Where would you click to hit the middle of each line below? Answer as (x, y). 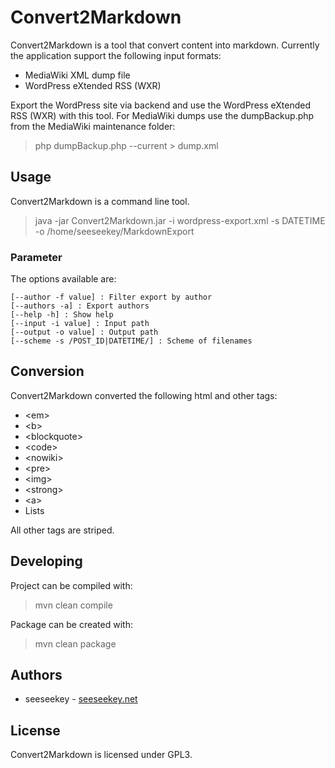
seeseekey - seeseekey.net (81, 699)
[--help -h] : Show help (62, 315)
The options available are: (63, 279)
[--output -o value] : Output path (84, 332)
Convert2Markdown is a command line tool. (100, 201)
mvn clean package (75, 643)
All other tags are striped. (62, 530)
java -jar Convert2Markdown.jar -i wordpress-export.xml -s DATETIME (180, 220)
